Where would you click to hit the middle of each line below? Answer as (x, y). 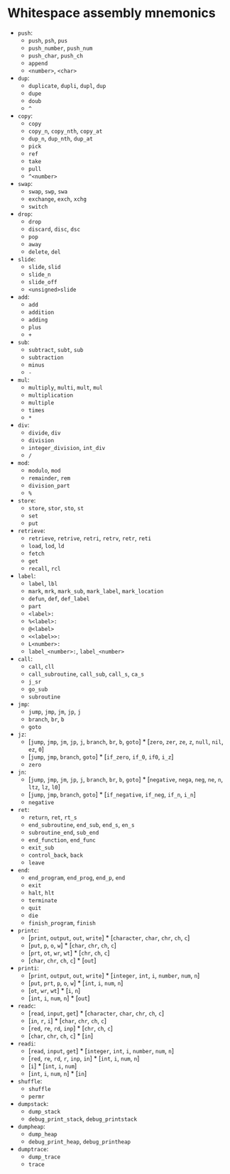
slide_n (39, 275)
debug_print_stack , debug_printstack (82, 1119)
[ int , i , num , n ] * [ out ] (59, 998)
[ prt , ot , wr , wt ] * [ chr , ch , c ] (69, 953)
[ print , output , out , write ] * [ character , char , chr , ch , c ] (109, 938)
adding (38, 320)
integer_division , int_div (67, 447)
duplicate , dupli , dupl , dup (67, 85)
